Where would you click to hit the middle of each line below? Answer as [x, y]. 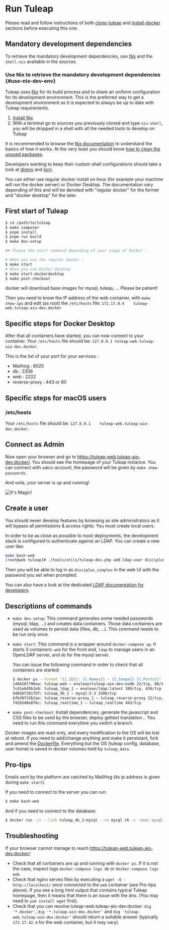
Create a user [27, 508]
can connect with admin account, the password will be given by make [75, 467]
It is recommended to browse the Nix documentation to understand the [79, 144]
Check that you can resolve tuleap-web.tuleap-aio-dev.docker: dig [82, 906]
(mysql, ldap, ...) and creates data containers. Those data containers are [87, 624]
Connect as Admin [35, 445]
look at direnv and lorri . [29, 170]
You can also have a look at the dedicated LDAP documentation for [75, 585]
